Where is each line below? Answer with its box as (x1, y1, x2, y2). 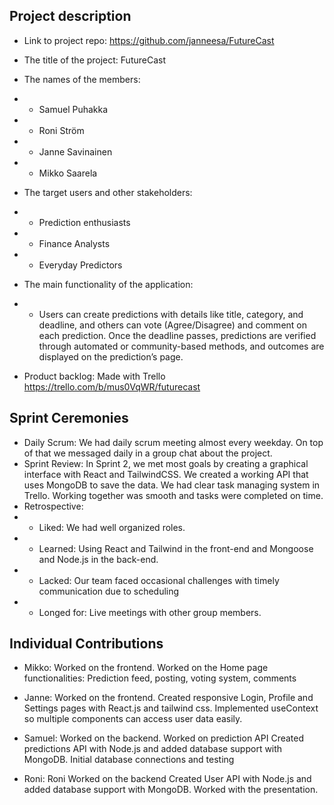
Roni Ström (38, 124, 85, 136)
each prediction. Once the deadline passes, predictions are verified (38, 329, 317, 341)
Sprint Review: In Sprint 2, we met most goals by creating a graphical (23, 457, 309, 469)
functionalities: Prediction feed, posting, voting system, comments (23, 672, 297, 684)
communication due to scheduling (38, 585, 180, 597)
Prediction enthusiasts (38, 216, 131, 228)
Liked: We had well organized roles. (38, 521, 186, 533)
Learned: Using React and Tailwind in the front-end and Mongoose (38, 542, 314, 554)
